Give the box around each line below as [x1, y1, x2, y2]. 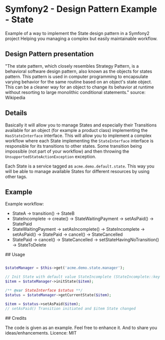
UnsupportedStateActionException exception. [5, 153, 96, 159]
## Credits [5, 315, 27, 321]
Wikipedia [5, 94, 26, 100]
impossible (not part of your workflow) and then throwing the [5, 148, 129, 154]
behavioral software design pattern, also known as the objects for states [5, 68, 152, 74]
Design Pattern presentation [5, 50, 94, 58]
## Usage [5, 252, 26, 257]
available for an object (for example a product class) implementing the [5, 127, 148, 133]
